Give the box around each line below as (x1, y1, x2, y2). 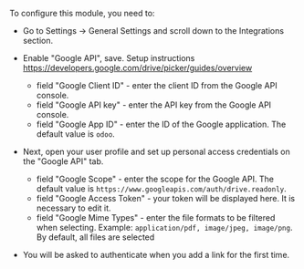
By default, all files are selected (36, 232, 155, 243)
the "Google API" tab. (22, 156, 104, 167)
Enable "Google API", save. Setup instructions (22, 53, 195, 63)
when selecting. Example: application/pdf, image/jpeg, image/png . (36, 222, 293, 233)
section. (22, 36, 54, 46)
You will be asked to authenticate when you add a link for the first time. (22, 250, 290, 260)
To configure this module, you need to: (9, 8, 155, 18)
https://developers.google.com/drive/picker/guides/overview (22, 63, 253, 73)
